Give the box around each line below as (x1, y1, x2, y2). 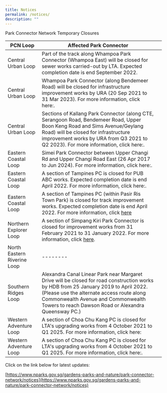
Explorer (7, 227, 27, 234)
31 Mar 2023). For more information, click (41, 96, 140, 103)
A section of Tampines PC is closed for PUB (41, 170, 144, 177)
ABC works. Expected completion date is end (41, 176, 147, 183)
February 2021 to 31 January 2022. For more (41, 230, 149, 237)
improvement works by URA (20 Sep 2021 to (41, 90, 148, 97)
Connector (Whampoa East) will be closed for (41, 57, 148, 64)
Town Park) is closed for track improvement (41, 197, 144, 204)
